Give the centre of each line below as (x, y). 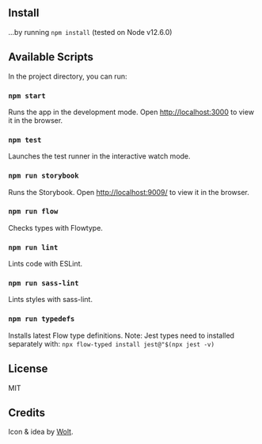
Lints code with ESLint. (46, 264)
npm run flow (33, 212)
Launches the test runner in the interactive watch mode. (100, 156)
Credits (27, 413)
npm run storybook (44, 176)
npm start (27, 96)
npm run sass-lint (44, 283)
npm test (25, 140)
